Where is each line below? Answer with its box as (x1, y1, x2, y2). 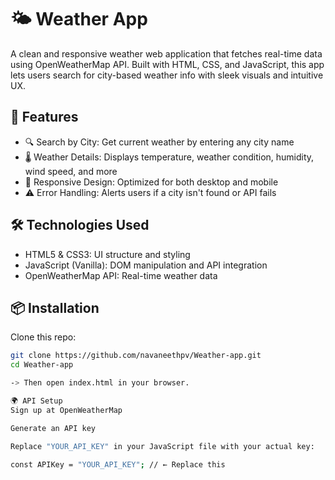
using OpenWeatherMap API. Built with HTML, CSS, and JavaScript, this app (10, 58, 325, 70)
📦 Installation (10, 299, 100, 316)
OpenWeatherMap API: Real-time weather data (24, 269, 218, 281)
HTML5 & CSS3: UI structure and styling (24, 248, 191, 260)
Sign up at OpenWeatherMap (10, 405, 123, 415)
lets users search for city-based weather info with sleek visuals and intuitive (10, 69, 324, 81)
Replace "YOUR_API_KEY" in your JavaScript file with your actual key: (10, 441, 315, 451)
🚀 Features (10, 109, 79, 126)
